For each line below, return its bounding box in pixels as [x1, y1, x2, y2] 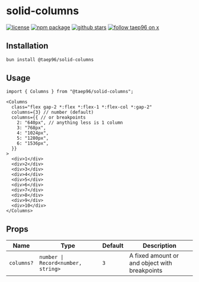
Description [143, 242, 176, 250]
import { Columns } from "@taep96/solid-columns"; [6, 89, 134, 95]
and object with [129, 259, 172, 267]
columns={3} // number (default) [11, 110, 94, 116]
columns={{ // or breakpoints [11, 114, 86, 121]
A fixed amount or [129, 252, 179, 260]
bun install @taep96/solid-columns [6, 56, 94, 63]
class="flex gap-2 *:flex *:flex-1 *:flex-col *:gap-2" [11, 104, 152, 110]
